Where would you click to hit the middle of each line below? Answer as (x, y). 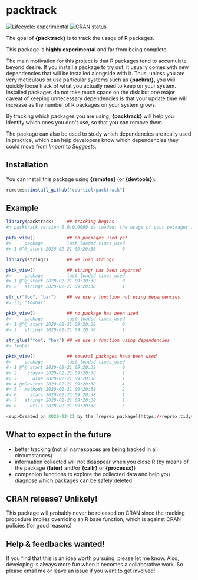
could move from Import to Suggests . (52, 146)
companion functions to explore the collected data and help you (92, 474)
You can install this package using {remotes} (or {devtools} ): (81, 179)
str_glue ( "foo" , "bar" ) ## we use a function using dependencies (88, 340)
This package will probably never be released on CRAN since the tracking (96, 513)
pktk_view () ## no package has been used (72, 313)
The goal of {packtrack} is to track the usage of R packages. (80, 38)
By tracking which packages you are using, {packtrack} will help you (90, 116)
